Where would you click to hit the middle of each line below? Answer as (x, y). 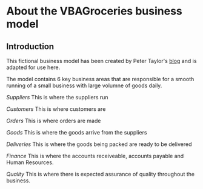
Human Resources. (30, 162)
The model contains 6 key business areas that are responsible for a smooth (100, 79)
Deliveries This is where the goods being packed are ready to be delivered (99, 144)
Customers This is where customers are (56, 109)
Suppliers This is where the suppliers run (57, 97)
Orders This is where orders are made (54, 121)
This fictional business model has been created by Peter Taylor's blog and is (101, 61)
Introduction (30, 46)
